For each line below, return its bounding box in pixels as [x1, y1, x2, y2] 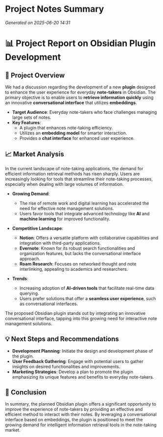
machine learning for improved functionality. [19, 216, 111, 222]
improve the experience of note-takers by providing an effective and [5, 406, 143, 412]
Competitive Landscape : [12, 225, 64, 231]
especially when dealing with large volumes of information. [5, 181, 124, 187]
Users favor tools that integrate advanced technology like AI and [19, 210, 150, 216]
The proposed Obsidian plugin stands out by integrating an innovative [5, 310, 146, 316]
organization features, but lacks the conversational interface [19, 250, 141, 256]
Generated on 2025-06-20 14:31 [5, 20, 70, 26]
